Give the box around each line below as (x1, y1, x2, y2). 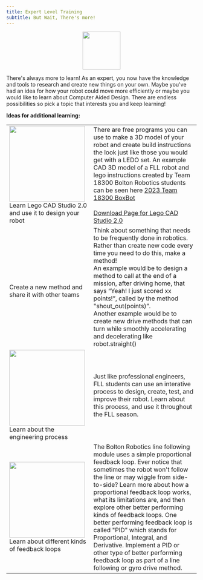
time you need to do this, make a (93, 249, 186, 257)
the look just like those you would (93, 148, 188, 156)
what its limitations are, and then (93, 495, 185, 504)
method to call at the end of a (93, 271, 177, 280)
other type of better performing (93, 549, 182, 557)
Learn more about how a (119, 480, 189, 489)
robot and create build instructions (93, 140, 192, 149)
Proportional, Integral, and (93, 533, 167, 542)
